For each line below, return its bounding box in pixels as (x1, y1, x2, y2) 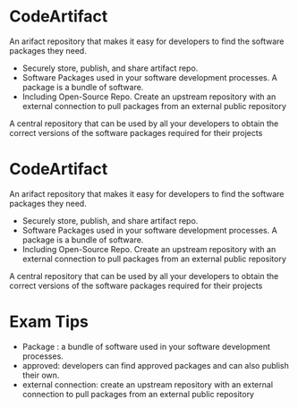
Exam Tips (9, 311, 89, 332)
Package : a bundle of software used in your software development (21, 341, 271, 352)
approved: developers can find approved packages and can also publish (21, 360, 289, 370)
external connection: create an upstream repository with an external (21, 378, 274, 390)
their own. (21, 370, 60, 380)
